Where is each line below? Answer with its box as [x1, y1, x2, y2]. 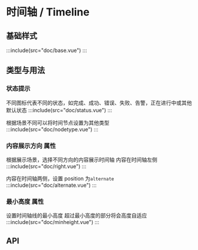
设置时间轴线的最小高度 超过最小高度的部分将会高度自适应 [6, 212, 147, 219]
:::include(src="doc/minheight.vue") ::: [6, 219, 100, 226]
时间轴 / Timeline [6, 5, 90, 19]
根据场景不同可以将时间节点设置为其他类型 [6, 119, 110, 126]
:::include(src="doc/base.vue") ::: [6, 47, 87, 54]
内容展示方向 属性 [6, 141, 56, 150]
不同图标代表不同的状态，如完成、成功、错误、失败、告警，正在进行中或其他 [6, 99, 192, 106]
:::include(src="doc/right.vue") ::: [6, 163, 87, 170]
